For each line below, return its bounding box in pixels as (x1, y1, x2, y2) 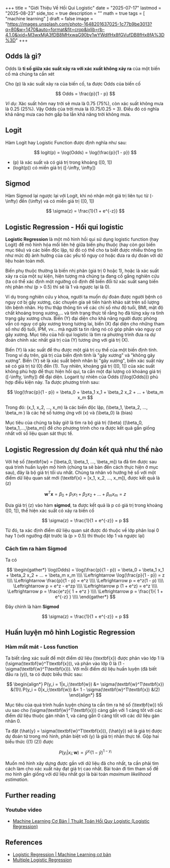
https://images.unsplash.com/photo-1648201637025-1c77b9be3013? (7, 21, 152, 27)
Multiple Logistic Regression (12, 857, 72, 863)
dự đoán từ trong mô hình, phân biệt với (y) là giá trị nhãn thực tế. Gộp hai (5, 733, 159, 739)
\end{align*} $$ (69, 692, 102, 698)
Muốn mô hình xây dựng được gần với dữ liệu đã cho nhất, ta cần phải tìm (5, 760, 159, 766)
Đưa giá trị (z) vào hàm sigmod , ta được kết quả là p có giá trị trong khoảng (5, 502, 163, 508)
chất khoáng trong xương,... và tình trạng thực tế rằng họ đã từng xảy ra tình (5, 310, 164, 316)
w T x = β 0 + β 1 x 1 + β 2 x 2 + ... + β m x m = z (44, 490, 126, 498)
